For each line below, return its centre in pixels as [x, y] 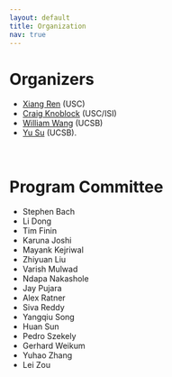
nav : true [28, 34]
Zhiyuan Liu [44, 260]
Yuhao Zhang [47, 355]
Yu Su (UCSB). [50, 133]
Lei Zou [36, 365]
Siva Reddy [43, 308]
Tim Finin [40, 231]
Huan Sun [41, 326]
